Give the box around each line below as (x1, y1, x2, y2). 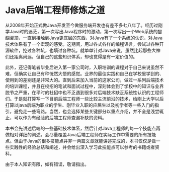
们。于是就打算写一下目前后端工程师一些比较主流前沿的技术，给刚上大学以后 (5, 96, 164, 102)
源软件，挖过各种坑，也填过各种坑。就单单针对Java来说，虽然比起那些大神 (5, 47, 161, 53)
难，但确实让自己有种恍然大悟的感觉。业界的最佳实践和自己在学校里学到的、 (5, 70, 164, 76)
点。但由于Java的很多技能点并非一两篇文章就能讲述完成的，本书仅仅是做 (5, 138, 156, 144)
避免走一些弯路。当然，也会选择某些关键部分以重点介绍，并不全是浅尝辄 (14, 108, 164, 114)
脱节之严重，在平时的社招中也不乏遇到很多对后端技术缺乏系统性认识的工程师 (5, 89, 164, 96)
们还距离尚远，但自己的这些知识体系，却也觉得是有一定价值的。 (5, 53, 137, 59)
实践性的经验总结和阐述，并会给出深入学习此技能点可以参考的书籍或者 (9, 144, 155, 150)
